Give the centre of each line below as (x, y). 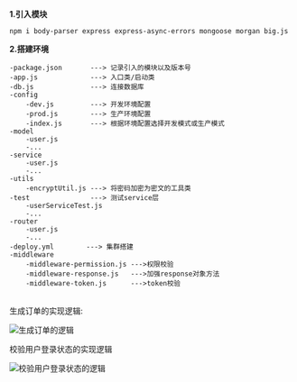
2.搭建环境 (29, 49)
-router (24, 222)
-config (24, 95)
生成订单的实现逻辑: (46, 311)
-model (22, 132)
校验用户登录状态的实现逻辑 (61, 349)
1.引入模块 (28, 14)
